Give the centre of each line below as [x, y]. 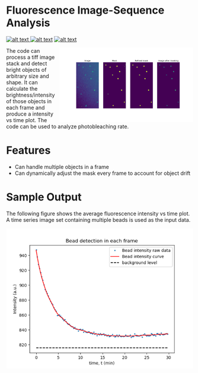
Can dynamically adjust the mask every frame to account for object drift [103, 173]
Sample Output [44, 197]
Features [28, 150]
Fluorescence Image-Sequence [85, 10]
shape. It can [22, 82]
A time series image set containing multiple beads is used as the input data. [98, 219]
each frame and [25, 107]
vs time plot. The [27, 120]
